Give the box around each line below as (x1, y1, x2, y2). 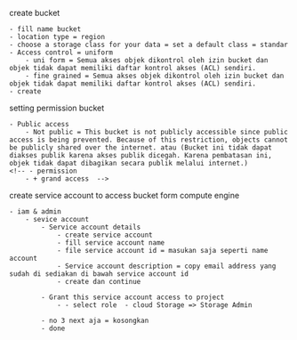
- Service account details (41, 223, 141, 231)
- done (41, 324, 66, 333)
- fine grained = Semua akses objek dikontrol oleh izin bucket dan (25, 71, 285, 80)
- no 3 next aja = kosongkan (41, 316, 149, 325)
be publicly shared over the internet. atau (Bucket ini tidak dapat (9, 143, 273, 152)
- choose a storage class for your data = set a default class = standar (9, 40, 289, 49)
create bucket (9, 8, 60, 18)
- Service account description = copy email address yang (56, 262, 277, 271)
